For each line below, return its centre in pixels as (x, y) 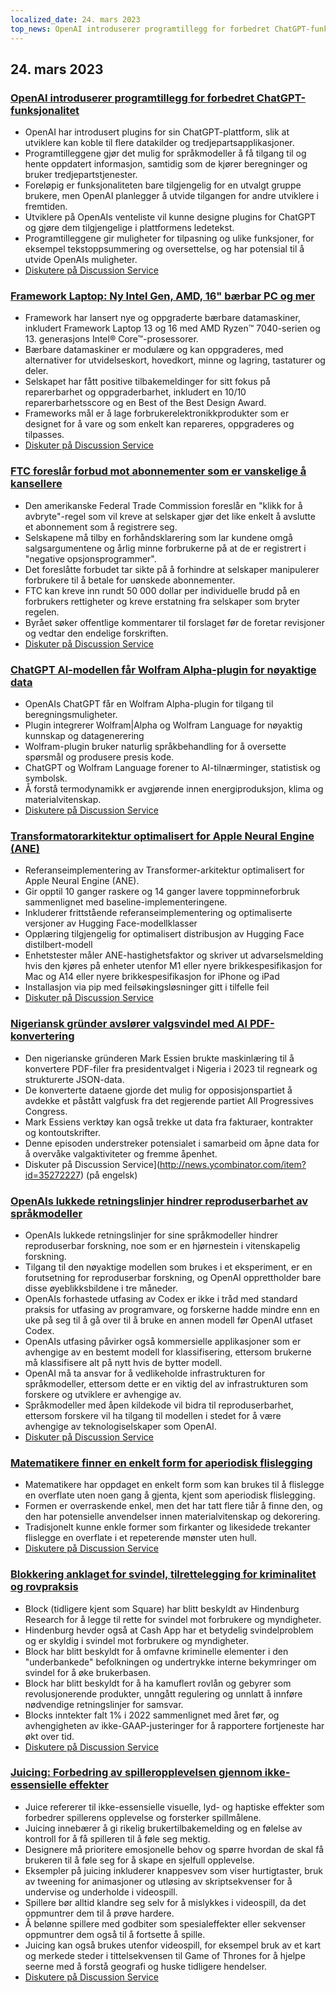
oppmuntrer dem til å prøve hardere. (99, 1913)
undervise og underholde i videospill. (101, 1892)
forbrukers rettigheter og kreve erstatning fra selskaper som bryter (162, 601)
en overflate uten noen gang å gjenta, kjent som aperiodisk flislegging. (170, 1495)
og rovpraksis (44, 1587)
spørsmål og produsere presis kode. (99, 757)
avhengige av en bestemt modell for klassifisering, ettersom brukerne (168, 1352)
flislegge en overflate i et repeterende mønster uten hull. (140, 1538)
